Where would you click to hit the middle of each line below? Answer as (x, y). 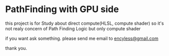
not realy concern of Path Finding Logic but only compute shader (73, 28)
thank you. (16, 48)
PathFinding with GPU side (62, 9)
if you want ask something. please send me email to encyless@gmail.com (82, 38)
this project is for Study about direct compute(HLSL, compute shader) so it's (84, 23)
